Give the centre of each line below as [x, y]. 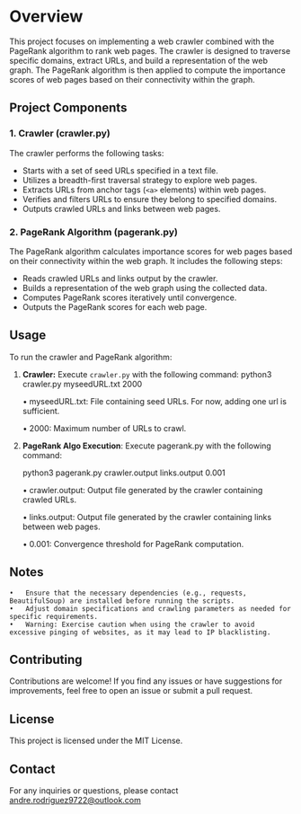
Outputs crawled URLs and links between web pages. [121, 208]
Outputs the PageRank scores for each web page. [115, 306]
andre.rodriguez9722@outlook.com [75, 800]
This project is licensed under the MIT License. [96, 741]
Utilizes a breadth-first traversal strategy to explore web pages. [140, 180]
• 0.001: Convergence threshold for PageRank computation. [133, 544]
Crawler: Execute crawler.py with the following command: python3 [147, 374]
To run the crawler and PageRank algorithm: [91, 357]
